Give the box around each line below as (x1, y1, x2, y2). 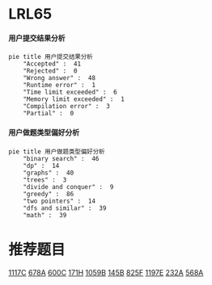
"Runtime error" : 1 (23, 82, 95, 90)
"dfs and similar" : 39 (23, 203, 107, 212)
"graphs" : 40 (23, 169, 74, 177)
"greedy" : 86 (23, 190, 74, 198)
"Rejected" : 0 (23, 67, 78, 75)
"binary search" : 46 (23, 154, 100, 162)
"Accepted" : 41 (23, 60, 82, 69)
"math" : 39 (23, 211, 67, 219)
